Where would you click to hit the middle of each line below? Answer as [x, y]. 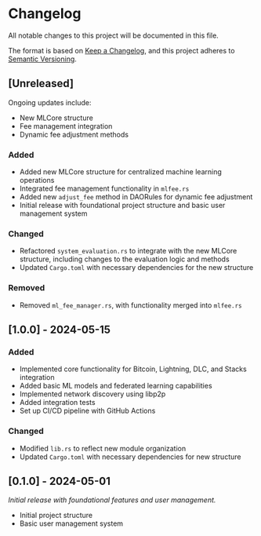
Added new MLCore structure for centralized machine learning [120, 172]
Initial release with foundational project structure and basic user [122, 206]
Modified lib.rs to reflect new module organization [103, 448]
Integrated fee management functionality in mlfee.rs [104, 188]
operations [37, 180]
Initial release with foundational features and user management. [112, 500]
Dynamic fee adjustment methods [74, 134]
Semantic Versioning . [42, 59]
